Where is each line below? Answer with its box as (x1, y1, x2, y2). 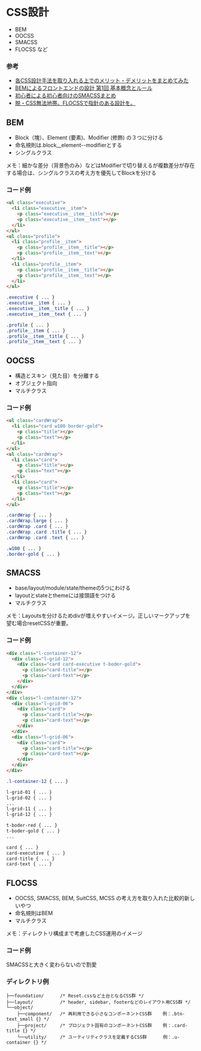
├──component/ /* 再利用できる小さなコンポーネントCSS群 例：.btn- (17, 1011, 185, 1017)
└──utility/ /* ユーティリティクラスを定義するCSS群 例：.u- (17, 1034, 180, 1040)
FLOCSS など (14, 46, 48, 53)
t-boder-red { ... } (6, 823, 58, 829)
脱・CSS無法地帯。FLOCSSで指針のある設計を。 (14, 100, 136, 107)
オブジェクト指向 (14, 380, 58, 387)
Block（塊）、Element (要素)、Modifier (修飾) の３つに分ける (14, 134, 163, 141)
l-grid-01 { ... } (6, 789, 52, 795)
